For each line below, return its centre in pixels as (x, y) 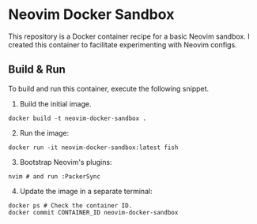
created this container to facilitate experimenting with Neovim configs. (123, 44)
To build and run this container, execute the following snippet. (109, 88)
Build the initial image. (55, 103)
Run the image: (44, 133)
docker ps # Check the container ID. (70, 205)
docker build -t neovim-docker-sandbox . (77, 118)
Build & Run (37, 70)
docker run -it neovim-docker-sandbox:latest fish (93, 147)
